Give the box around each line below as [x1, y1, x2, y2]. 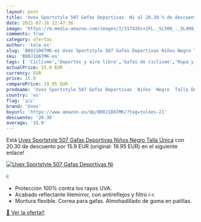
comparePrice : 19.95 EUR [6, 81, 68, 87]
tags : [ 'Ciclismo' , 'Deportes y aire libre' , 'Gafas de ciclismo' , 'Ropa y [6, 59, 194, 65]
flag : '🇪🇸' [6, 98, 36, 104]
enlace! [6, 149, 25, 156]
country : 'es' [6, 92, 42, 98]
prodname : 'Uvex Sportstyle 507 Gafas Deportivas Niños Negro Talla [6, 87, 188, 93]
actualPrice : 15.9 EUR [6, 64, 63, 71]
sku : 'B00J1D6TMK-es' [6, 53, 60, 59]
